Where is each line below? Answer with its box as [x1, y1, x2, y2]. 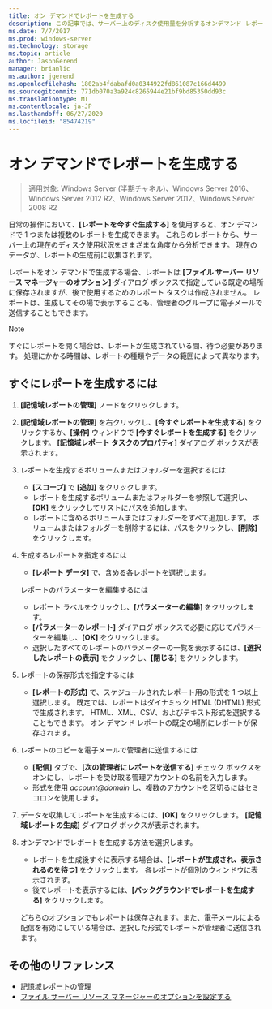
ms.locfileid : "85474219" [8, 118, 96, 126]
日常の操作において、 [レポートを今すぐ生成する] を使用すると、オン [8, 219, 235, 229]
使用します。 [60, 792, 104, 802]
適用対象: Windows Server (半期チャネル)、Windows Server [28, 183, 228, 193]
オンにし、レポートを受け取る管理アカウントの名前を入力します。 [32, 772, 253, 782]
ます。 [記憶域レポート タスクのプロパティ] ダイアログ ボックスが [34, 438, 253, 447]
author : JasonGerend [8, 58, 79, 66]
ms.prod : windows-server [8, 34, 92, 43]
